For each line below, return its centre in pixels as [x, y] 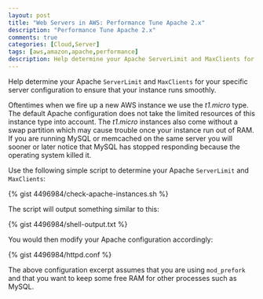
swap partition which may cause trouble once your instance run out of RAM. [131, 129]
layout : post [29, 15]
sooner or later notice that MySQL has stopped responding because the [124, 147]
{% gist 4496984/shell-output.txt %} [68, 224]
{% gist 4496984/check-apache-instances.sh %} [88, 194]
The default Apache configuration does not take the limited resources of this [131, 113]
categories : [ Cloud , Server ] [54, 45]
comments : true [33, 37]
